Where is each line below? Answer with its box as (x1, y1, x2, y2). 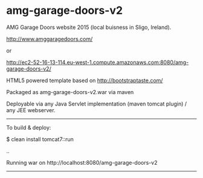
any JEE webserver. (6, 106, 56, 113)
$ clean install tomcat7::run (6, 135, 74, 142)
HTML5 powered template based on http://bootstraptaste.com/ (6, 77, 163, 84)
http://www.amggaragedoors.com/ (6, 35, 93, 42)
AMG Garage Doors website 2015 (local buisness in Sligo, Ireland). (6, 24, 172, 31)
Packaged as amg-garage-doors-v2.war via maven (6, 88, 134, 95)
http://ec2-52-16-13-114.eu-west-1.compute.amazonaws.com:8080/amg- (6, 59, 189, 66)
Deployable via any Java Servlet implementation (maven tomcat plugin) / (6, 100, 187, 107)
